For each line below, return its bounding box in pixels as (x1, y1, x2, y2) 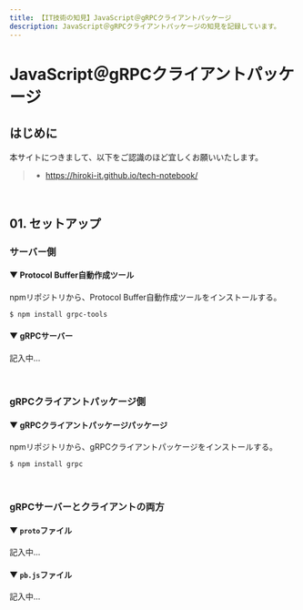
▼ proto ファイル (9, 524, 73, 535)
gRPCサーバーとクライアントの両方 (9, 501, 165, 513)
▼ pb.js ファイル (9, 569, 73, 580)
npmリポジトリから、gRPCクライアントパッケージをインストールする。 (9, 442, 278, 452)
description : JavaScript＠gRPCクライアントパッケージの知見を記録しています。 (9, 22, 281, 31)
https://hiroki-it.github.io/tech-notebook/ (45, 169, 198, 180)
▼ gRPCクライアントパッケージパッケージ (9, 420, 168, 431)
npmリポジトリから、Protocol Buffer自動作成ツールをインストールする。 (9, 292, 282, 303)
